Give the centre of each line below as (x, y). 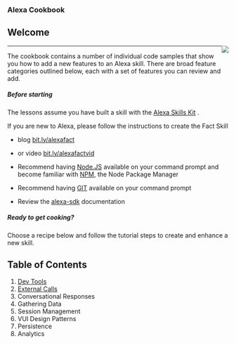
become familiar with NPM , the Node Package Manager (98, 174)
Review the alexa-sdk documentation (71, 201)
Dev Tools (32, 282)
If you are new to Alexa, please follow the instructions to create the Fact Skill (118, 126)
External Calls (37, 289)
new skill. (21, 242)
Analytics (31, 334)
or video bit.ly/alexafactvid (56, 153)
